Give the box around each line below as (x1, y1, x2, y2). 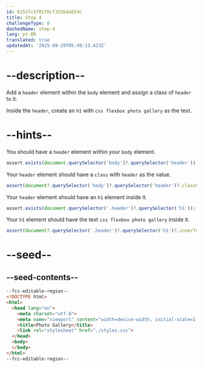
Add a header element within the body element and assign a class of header (6, 88, 192, 96)
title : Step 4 (6, 15, 42, 21)
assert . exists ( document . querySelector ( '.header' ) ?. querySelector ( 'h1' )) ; (6, 205, 196, 211)
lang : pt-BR (6, 31, 36, 38)
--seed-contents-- (6, 272, 79, 282)
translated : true (6, 37, 50, 43)
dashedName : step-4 (6, 25, 56, 32)
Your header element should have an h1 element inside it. (6, 193, 147, 200)
